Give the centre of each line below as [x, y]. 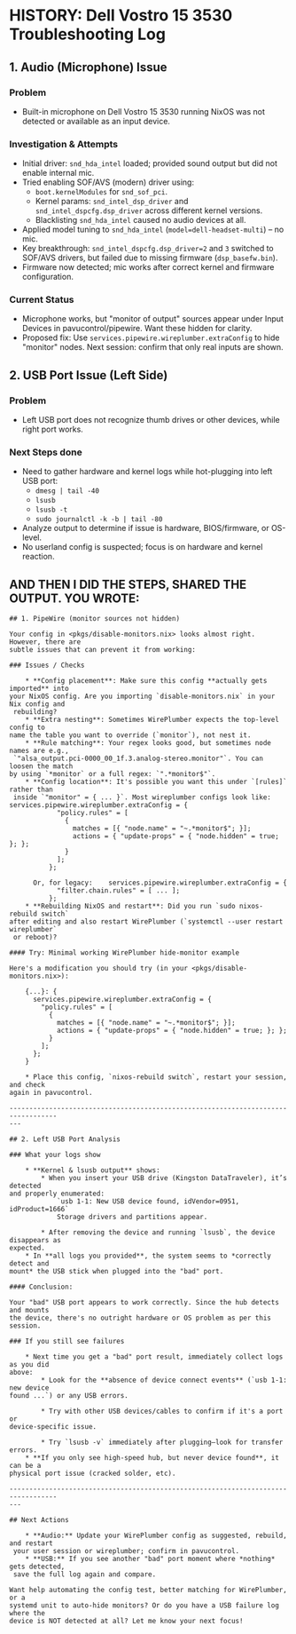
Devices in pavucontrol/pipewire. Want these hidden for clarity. [137, 329]
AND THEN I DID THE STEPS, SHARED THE [128, 584]
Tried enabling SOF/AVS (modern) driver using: [108, 182]
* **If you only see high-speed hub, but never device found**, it [152, 1458]
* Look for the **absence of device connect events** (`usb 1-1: [164, 1380]
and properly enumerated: [57, 1194]
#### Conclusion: [41, 1287]
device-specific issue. [53, 1427]
